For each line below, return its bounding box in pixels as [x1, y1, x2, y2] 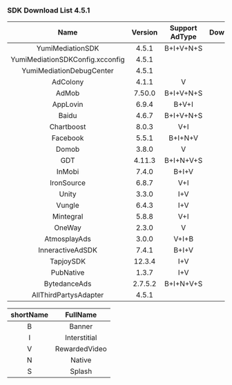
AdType [170, 32, 197, 41]
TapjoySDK [49, 257, 86, 266]
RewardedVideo [55, 344, 107, 354]
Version [131, 28, 158, 37]
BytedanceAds [43, 279, 92, 288]
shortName [10, 310, 49, 319]
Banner [68, 322, 93, 331]
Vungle [56, 201, 79, 210]
